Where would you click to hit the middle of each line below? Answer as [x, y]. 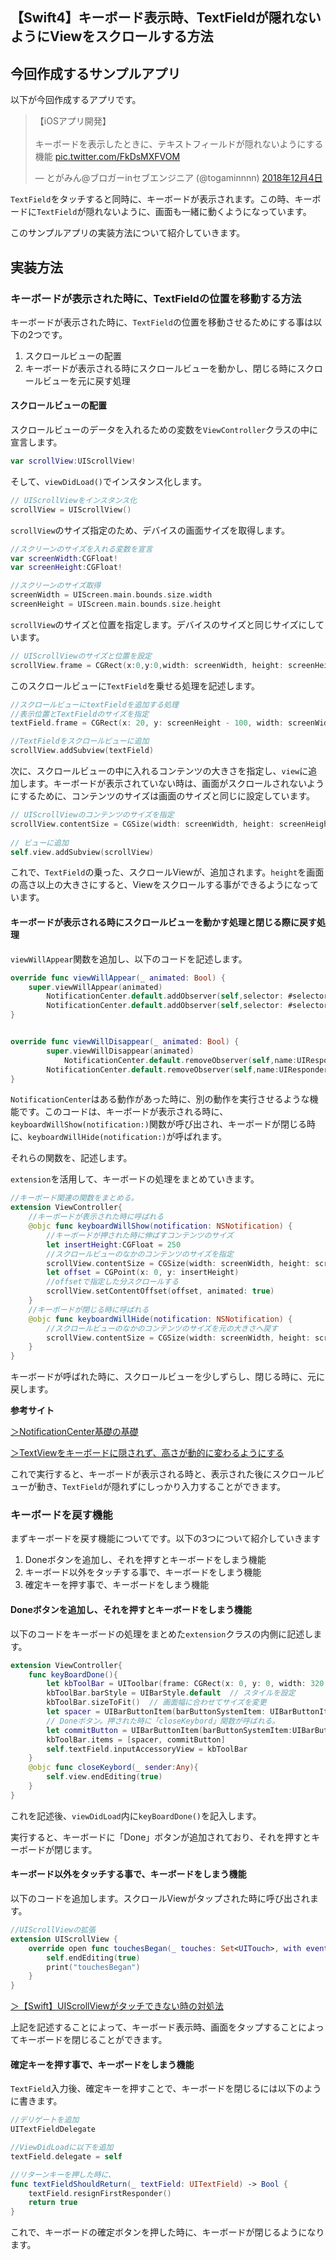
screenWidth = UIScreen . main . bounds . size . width [111, 595]
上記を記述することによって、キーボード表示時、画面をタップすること [154, 2027]
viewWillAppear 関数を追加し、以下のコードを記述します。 [129, 959]
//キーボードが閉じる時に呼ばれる [89, 1309]
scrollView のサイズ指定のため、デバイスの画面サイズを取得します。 [150, 530]
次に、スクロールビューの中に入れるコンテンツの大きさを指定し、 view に [159, 771]
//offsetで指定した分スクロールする [113, 1282]
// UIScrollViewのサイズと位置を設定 [81, 656]
